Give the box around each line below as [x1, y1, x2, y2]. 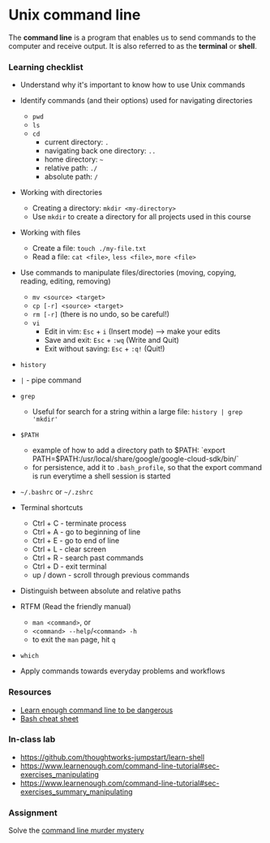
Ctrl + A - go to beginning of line [32, 527, 141, 537]
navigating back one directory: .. [44, 146, 156, 156]
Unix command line [8, 6, 141, 24]
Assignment [8, 806, 58, 818]
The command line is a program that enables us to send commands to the [8, 32, 257, 42]
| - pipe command [19, 375, 82, 385]
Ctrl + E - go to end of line [32, 536, 120, 546]
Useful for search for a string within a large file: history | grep [32, 407, 243, 417]
